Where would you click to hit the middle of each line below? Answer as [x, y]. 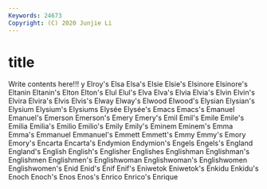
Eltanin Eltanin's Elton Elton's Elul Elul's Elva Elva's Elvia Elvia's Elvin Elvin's [132, 93]
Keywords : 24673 [35, 15]
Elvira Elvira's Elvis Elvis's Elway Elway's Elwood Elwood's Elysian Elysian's [132, 101]
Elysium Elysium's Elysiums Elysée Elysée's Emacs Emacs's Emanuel [122, 110]
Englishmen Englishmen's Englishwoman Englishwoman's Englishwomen [128, 160]
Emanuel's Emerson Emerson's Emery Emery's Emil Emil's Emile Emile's [126, 118]
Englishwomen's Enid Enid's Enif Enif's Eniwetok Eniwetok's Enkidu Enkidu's [133, 168]
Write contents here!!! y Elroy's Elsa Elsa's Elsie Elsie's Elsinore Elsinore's [128, 84]
